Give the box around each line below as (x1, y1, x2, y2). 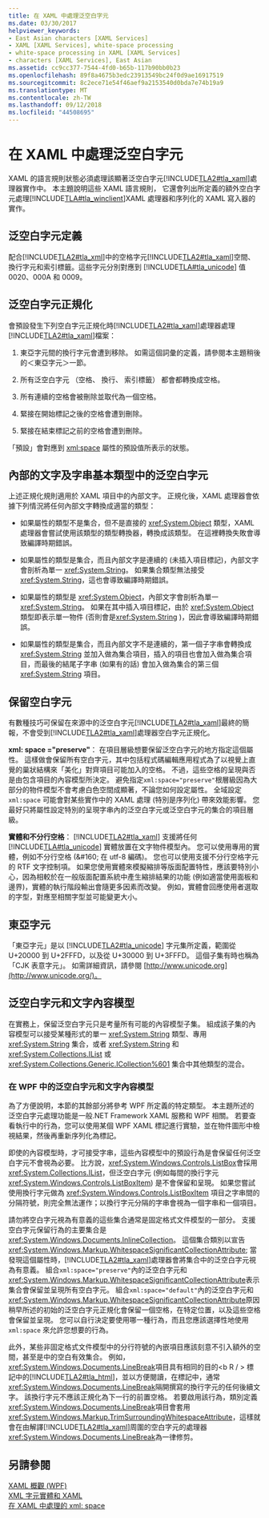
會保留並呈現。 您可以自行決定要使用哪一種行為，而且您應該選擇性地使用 (8, 1315, 249, 1325)
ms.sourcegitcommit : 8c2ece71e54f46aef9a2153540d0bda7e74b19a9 (8, 79, 224, 87)
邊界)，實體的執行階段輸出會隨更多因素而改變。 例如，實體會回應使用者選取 (8, 882, 259, 892)
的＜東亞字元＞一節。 (19, 357, 90, 367)
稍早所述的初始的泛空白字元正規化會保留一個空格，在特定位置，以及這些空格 (8, 1305, 261, 1315)
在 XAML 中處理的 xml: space (8, 1500, 106, 1510)
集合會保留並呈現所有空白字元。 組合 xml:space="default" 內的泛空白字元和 (8, 1285, 254, 1295)
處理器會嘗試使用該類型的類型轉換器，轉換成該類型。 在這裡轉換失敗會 (19, 528, 254, 538)
